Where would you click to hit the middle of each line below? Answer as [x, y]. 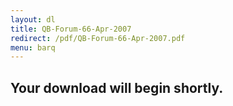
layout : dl [33, 19]
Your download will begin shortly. [117, 87]
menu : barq [33, 47]
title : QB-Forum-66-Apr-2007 [71, 29]
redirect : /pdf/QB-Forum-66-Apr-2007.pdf [98, 38]
